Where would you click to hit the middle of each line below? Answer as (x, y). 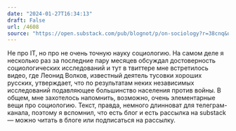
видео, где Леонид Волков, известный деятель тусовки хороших (105, 76)
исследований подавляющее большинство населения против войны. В (114, 90)
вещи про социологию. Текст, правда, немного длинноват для (101, 105)
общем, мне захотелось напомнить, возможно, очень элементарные (111, 98)
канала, (19, 113)
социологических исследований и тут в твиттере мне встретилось (108, 68)
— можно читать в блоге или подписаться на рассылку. (91, 120)
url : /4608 (23, 27)
